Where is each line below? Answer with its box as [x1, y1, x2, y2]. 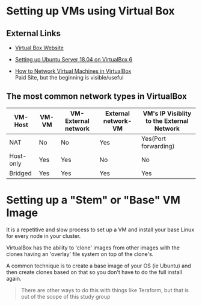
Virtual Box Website [14, 44, 64, 51]
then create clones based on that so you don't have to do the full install [6, 268, 182, 275]
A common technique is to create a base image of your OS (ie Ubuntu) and [6, 262, 191, 269]
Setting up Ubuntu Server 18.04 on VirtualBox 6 [14, 56, 133, 63]
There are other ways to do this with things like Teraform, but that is [20, 286, 189, 293]
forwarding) [141, 142, 175, 150]
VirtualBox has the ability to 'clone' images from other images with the [6, 244, 180, 251]
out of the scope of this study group [20, 293, 111, 300]
